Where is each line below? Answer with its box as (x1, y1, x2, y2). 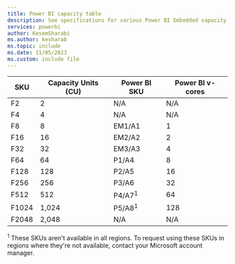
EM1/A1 (113, 121, 141, 131)
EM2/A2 (113, 132, 141, 142)
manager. (7, 249, 35, 257)
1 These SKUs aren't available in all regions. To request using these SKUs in (7, 233, 225, 242)
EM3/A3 (113, 144, 141, 154)
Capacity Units (48, 78, 99, 87)
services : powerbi (7, 23, 61, 30)
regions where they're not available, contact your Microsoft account (7, 242, 203, 250)
